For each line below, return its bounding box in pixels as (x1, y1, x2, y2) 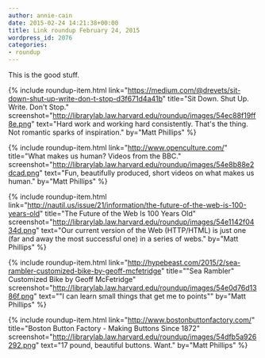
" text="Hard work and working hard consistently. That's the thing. (31, 120, 248, 128)
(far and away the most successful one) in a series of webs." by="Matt (8, 234, 239, 243)
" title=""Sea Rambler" (161, 266, 235, 276)
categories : (8, 41, 48, 49)
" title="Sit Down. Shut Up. (162, 94, 250, 103)
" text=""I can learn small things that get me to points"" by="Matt (33, 291, 246, 301)
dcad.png (8, 168, 40, 177)
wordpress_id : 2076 (8, 33, 73, 42)
